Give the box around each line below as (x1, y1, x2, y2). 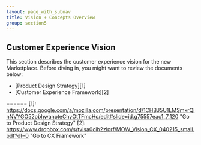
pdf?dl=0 (6, 132, 29, 140)
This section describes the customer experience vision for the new (6, 58, 172, 65)
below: (6, 71, 23, 78)
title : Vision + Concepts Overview (6, 14, 95, 20)
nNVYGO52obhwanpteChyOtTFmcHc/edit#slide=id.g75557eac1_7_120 (6, 113, 179, 120)
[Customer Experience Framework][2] (14, 89, 109, 96)
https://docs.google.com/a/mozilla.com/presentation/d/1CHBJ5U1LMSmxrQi (6, 107, 195, 114)
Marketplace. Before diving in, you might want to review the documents (6, 64, 183, 72)
